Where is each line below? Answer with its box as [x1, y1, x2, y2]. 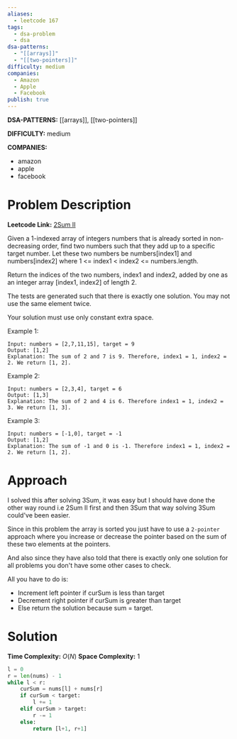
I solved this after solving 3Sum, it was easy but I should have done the [7, 496, 215, 504]
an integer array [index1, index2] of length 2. [7, 278, 137, 286]
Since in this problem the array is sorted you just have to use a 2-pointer [7, 525, 220, 533]
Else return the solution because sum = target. [17, 603, 154, 612]
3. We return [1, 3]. [7, 404, 72, 411]
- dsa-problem [13, 30, 55, 38]
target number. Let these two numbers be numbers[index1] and [7, 249, 192, 258]
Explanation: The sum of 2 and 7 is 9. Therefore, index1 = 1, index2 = [7, 353, 227, 360]
